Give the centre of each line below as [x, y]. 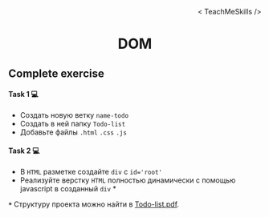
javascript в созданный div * [68, 188]
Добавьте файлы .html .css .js [73, 132]
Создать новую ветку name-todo [74, 115]
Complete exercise [56, 73]
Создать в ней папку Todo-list [73, 123]
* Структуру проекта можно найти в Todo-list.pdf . [94, 204]
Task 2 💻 [24, 151]
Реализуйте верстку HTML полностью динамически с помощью [128, 180]
